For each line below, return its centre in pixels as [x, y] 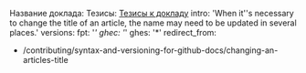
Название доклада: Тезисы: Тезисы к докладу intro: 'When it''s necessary [152, 13]
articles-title [45, 60]
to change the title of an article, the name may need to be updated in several [153, 23]
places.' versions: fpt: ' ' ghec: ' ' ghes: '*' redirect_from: [113, 32]
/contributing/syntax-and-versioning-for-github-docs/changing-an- [150, 50]
